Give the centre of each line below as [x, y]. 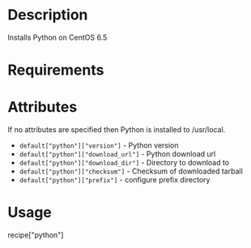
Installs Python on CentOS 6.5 [57, 37]
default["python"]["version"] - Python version [99, 145]
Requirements [56, 70]
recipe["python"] [36, 235]
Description [48, 15]
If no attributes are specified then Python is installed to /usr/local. [117, 130]
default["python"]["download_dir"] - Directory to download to [124, 163]
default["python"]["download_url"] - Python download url [117, 154]
